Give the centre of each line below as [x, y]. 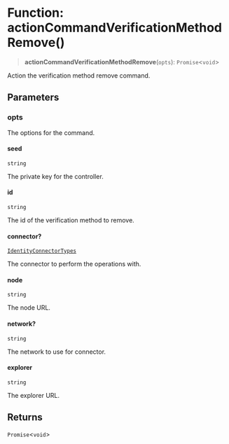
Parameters [33, 98]
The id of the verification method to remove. [71, 220]
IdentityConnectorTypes [42, 251]
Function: [36, 13]
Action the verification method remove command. [79, 76]
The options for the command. [51, 133]
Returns [25, 417]
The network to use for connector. [57, 352]
